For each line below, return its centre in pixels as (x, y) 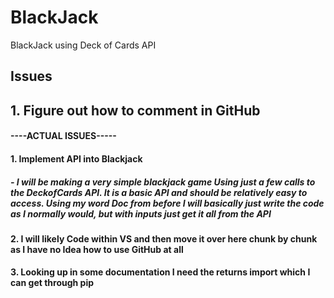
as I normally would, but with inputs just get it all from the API (141, 213)
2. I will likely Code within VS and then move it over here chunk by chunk (164, 238)
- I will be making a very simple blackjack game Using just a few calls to (163, 182)
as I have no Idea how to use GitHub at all (97, 249)
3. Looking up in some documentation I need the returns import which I (160, 272)
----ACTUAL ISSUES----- (63, 136)
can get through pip (52, 283)
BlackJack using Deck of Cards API (83, 45)
